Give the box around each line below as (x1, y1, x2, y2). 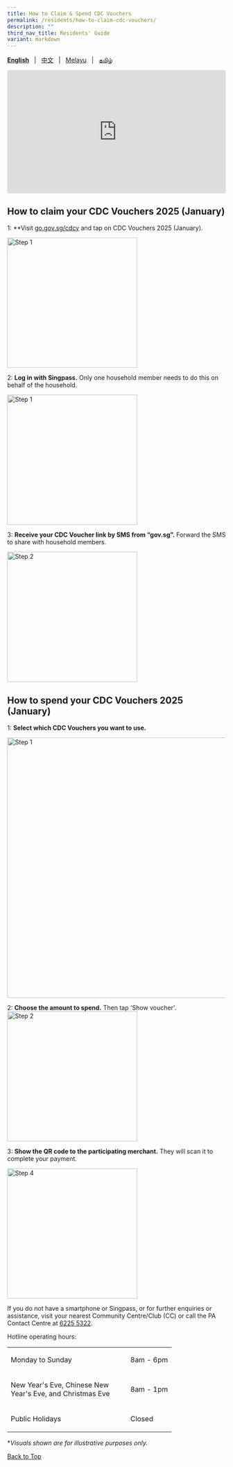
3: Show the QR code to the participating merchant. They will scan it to (7, 1147, 214, 1156)
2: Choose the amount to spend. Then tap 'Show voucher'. (7, 1004, 177, 1012)
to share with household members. (7, 538, 107, 546)
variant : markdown (7, 36, 60, 43)
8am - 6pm (130, 1355, 169, 1365)
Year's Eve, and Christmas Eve (10, 1389, 110, 1399)
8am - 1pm (130, 1384, 169, 1394)
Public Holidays (10, 1414, 61, 1424)
